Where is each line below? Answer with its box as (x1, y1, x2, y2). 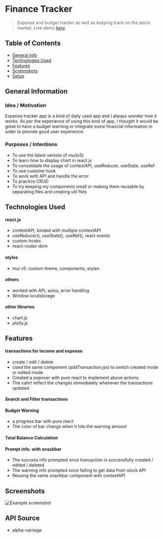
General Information (5, 87, 68, 96)
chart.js (12, 315, 28, 321)
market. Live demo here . (17, 25, 67, 30)
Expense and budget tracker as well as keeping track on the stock (17, 20, 150, 26)
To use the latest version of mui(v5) (12, 152, 84, 158)
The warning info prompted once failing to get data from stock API (12, 467, 146, 473)
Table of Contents (5, 39, 61, 48)
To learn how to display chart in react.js (12, 157, 92, 163)
